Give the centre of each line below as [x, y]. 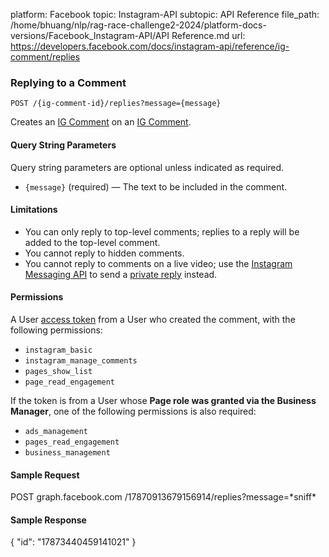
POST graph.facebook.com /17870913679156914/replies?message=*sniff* [163, 497]
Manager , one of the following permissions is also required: [133, 411]
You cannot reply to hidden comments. [104, 253]
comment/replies [45, 57]
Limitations [34, 210]
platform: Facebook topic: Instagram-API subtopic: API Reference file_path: [165, 14]
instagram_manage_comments [81, 360]
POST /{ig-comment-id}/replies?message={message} [116, 104]
